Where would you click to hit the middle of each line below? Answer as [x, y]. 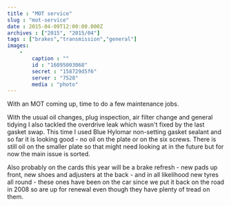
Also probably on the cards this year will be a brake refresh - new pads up [112, 167]
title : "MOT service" [40, 13]
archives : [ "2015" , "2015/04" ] [53, 33]
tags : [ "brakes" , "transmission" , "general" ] [72, 39]
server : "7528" [55, 78]
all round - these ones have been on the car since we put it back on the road [116, 182]
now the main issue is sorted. [49, 154]
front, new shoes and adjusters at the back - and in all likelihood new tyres [113, 175]
